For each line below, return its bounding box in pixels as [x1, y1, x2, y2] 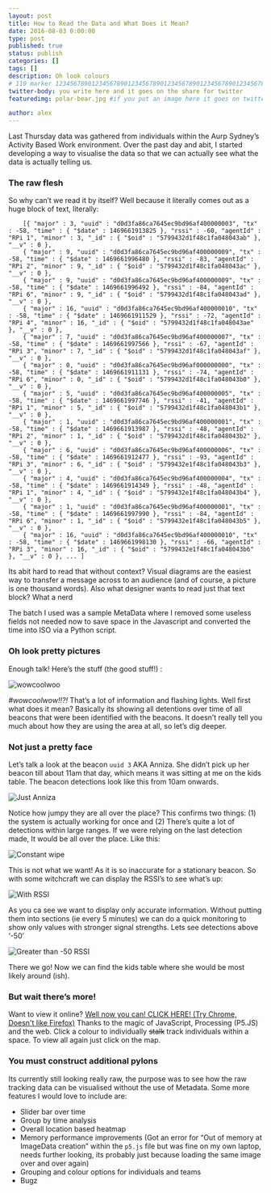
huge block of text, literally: [8, 204, 99, 214]
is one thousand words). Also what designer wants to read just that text [8, 584, 245, 594]
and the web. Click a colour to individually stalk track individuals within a [8, 1026, 249, 1036]
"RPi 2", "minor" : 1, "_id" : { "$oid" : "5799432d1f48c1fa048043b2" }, [8, 432, 262, 441]
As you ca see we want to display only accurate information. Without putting [8, 905, 262, 915]
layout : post [8, 11, 52, 20]
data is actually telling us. [8, 157, 93, 167]
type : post [8, 34, 45, 43]
